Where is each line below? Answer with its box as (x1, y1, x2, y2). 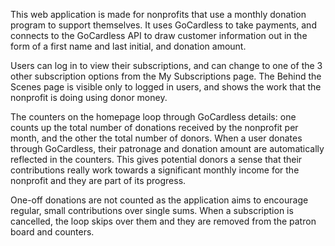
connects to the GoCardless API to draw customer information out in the (10, 30, 308, 41)
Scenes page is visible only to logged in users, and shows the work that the (10, 81, 322, 93)
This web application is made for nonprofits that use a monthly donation (10, 9, 307, 20)
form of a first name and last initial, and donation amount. (10, 40, 247, 52)
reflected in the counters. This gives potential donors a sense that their (10, 154, 303, 165)
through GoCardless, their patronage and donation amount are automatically (10, 143, 325, 154)
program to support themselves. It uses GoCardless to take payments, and (10, 19, 317, 31)
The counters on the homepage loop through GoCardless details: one (10, 111, 297, 123)
